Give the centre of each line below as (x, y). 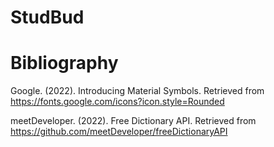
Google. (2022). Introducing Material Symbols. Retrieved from (137, 91)
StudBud (47, 17)
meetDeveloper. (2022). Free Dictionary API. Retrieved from (133, 121)
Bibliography (64, 63)
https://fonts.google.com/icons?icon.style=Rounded (117, 102)
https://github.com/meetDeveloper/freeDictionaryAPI (119, 132)
